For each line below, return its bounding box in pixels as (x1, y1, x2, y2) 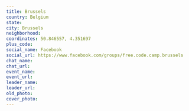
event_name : (6, 69, 35, 75)
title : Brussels (6, 8, 46, 15)
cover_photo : (6, 96, 38, 102)
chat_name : (6, 58, 33, 63)
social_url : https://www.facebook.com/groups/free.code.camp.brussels (6, 52, 184, 58)
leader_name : (6, 80, 38, 86)
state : (6, 19, 22, 25)
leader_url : (6, 85, 35, 91)
